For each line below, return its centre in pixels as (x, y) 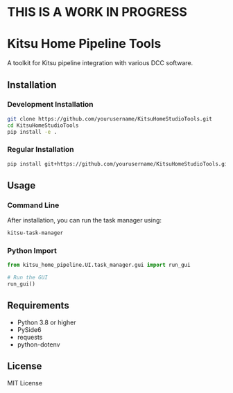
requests (30, 337)
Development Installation (50, 105)
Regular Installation (41, 150)
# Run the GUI (28, 278)
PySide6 (29, 329)
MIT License (25, 383)
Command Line (33, 205)
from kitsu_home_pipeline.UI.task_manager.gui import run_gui (99, 265)
